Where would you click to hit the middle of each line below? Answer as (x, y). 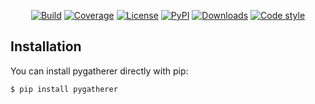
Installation (46, 46)
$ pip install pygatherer (64, 89)
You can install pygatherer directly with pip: (99, 71)
